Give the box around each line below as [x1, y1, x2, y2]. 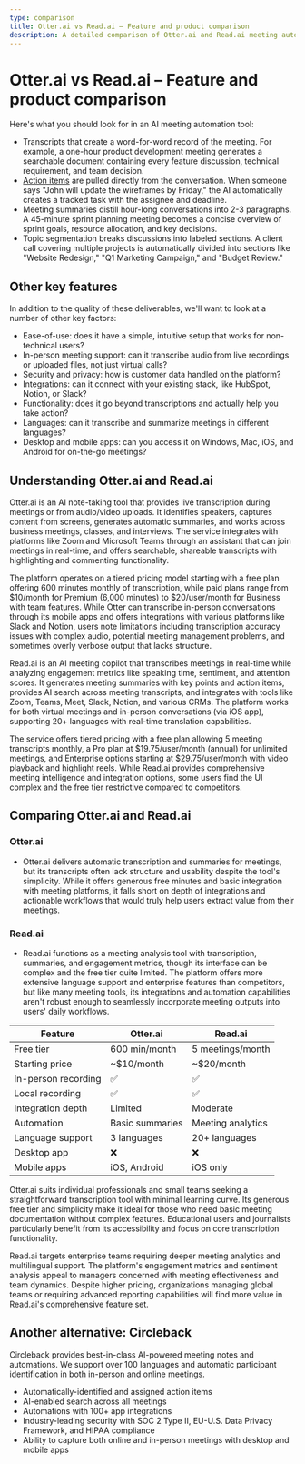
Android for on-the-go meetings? [22, 447, 147, 458]
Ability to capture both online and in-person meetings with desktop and [22, 1434, 290, 1445]
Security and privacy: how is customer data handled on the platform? [22, 369, 281, 380]
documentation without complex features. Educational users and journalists [9, 1213, 292, 1224]
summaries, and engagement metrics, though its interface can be [22, 957, 268, 968]
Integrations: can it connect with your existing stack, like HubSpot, [22, 379, 271, 389]
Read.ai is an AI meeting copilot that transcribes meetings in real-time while [9, 657, 292, 669]
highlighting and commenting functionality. [9, 554, 170, 565]
